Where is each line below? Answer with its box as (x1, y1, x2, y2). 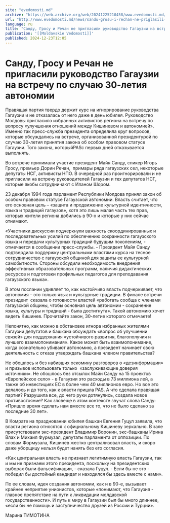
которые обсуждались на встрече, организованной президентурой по (5, 133, 158, 140)
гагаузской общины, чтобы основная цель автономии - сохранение (5, 302, 152, 308)
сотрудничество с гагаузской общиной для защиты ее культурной (5, 255, 149, 261)
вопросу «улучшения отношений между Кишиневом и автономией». (5, 123, 154, 129)
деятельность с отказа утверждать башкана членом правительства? (5, 350, 155, 356)
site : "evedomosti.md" (5, 7, 53, 13)
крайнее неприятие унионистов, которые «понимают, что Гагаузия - (5, 486, 154, 492)
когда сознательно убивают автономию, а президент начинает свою (5, 344, 155, 351)
